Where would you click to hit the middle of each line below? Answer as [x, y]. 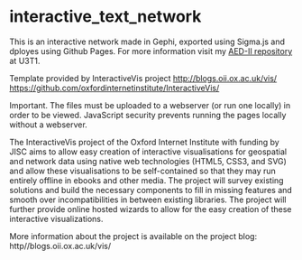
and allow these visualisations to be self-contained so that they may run [143, 171]
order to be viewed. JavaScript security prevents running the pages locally [148, 115]
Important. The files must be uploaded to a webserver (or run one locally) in [150, 105]
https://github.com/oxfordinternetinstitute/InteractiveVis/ [114, 88]
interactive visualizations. [56, 218]
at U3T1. [25, 60]
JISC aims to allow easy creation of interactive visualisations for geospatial [148, 152]
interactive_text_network [105, 17]
